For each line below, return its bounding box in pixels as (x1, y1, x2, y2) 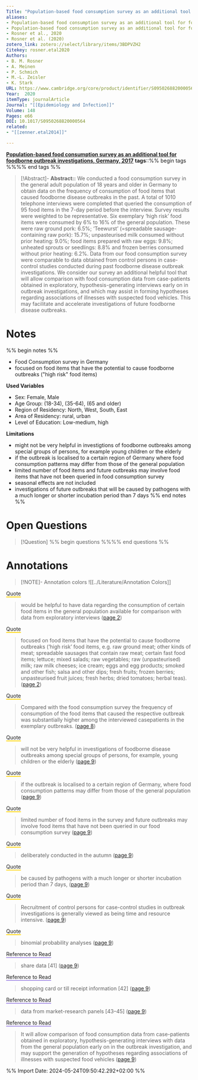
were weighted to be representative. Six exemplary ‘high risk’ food (20, 212, 181, 219)
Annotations (6, 559, 68, 572)
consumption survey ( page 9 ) (20, 828, 93, 836)
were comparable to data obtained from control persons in (20, 256, 163, 263)
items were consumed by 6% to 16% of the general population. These (20, 218, 190, 226)
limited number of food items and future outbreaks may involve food (14, 466, 180, 474)
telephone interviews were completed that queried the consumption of (20, 200, 192, 207)
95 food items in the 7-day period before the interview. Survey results (20, 206, 190, 213)
